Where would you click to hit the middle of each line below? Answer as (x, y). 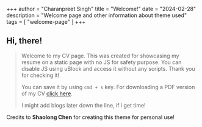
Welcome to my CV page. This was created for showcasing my (100, 56)
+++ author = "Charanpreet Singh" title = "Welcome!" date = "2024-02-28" (101, 9)
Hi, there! (24, 41)
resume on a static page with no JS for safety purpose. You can (101, 62)
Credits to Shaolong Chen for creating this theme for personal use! (91, 117)
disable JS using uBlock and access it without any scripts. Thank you (108, 68)
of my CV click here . (47, 93)
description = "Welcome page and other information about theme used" (97, 15)
